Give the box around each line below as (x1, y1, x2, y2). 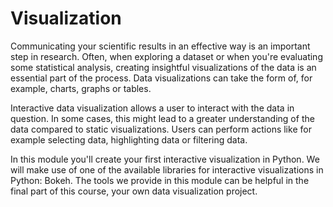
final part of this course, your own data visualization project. (10, 185, 258, 197)
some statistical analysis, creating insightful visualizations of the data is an (10, 61, 317, 73)
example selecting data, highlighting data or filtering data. (10, 133, 248, 146)
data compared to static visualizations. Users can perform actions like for (10, 123, 312, 135)
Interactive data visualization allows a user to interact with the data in (10, 102, 295, 114)
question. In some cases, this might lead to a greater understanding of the (10, 112, 315, 124)
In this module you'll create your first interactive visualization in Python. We (10, 153, 320, 165)
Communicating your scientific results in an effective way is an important (10, 40, 311, 52)
